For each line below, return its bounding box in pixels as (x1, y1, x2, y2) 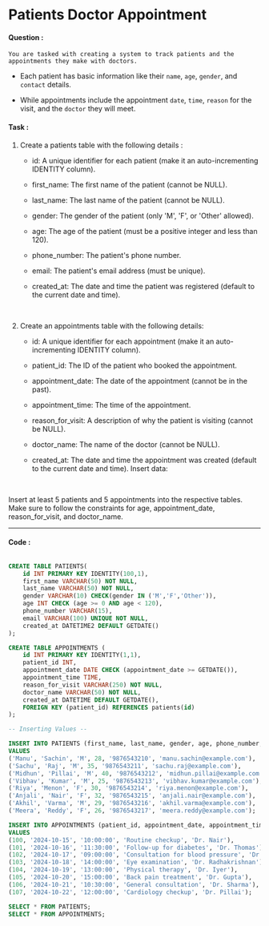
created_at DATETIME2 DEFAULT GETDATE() (22, 622, 159, 630)
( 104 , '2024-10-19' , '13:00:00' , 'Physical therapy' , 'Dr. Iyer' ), (8, 866, 239, 874)
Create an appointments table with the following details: (19, 320, 204, 330)
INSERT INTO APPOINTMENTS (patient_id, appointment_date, (8, 821, 206, 829)
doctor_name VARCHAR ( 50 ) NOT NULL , (22, 688, 142, 696)
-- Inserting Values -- (8, 725, 88, 734)
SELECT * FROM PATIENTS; (8, 903, 91, 911)
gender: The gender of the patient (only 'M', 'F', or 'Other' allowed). (31, 211, 254, 220)
